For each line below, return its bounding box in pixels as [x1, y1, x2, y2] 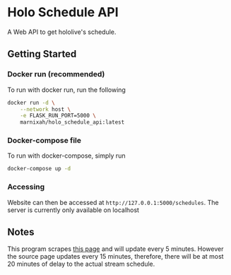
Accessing [7, 182, 45, 192]
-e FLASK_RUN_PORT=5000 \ [20, 112, 97, 119]
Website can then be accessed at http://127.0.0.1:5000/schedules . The [7, 198, 219, 206]
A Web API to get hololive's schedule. [7, 28, 117, 36]
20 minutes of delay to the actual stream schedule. [7, 259, 155, 269]
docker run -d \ [7, 99, 55, 106]
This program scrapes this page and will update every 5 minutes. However [7, 245, 224, 253]
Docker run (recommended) [7, 69, 105, 79]
